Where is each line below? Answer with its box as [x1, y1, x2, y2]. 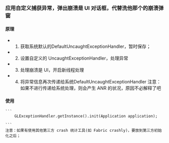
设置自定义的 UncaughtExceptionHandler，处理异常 [20, 55, 128, 62]
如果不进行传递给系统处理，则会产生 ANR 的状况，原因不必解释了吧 [20, 85, 161, 91]
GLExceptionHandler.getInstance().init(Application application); [14, 113, 158, 119]
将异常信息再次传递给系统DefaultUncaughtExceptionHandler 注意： [20, 79, 161, 85]
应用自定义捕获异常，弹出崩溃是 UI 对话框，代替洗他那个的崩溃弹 [5, 4, 164, 11]
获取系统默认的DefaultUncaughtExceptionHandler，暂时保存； [20, 43, 151, 49]
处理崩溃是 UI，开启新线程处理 [20, 67, 84, 73]
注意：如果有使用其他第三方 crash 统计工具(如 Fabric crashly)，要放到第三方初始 [5, 128, 162, 133]
